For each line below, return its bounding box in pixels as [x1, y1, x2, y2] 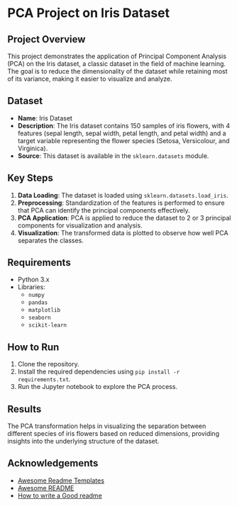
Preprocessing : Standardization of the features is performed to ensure [17, 198, 225, 207]
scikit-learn [28, 322, 67, 329]
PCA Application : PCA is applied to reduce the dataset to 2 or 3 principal [17, 213, 231, 222]
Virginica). [17, 144, 48, 152]
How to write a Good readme [17, 491, 103, 500]
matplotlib [28, 307, 61, 314]
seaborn [28, 314, 51, 322]
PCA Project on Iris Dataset [7, 5, 170, 21]
